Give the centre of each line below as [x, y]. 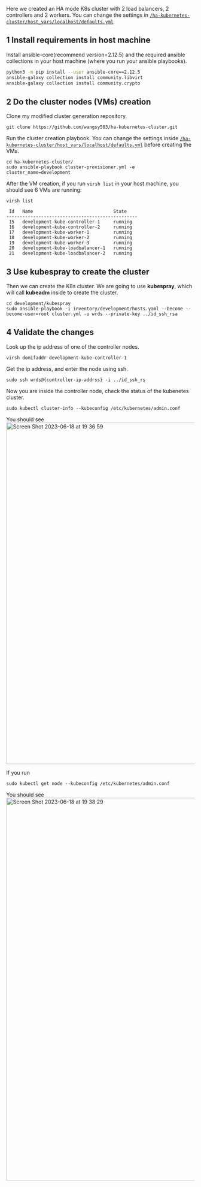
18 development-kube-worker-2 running [71, 238]
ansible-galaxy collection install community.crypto [73, 83]
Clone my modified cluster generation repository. [67, 116]
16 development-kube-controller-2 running [71, 227]
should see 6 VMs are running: [44, 190]
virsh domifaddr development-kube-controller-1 [67, 358]
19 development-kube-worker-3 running [71, 243]
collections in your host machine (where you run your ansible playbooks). [97, 61]
